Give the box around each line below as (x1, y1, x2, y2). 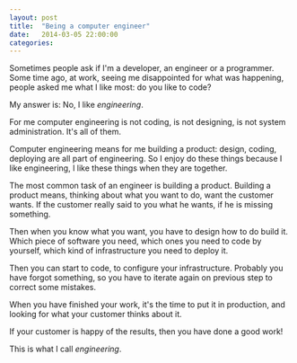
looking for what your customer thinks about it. (9, 309, 182, 320)
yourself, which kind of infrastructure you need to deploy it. (9, 245, 229, 256)
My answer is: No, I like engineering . (9, 100, 144, 111)
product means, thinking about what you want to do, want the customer (9, 190, 274, 200)
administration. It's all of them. (9, 127, 121, 137)
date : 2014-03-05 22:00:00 (9, 30, 118, 39)
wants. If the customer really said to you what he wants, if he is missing (9, 199, 274, 210)
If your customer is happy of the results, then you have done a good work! (9, 326, 284, 337)
